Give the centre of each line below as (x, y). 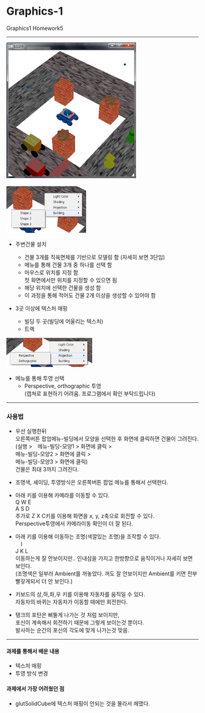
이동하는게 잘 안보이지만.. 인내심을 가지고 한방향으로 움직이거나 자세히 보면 (104, 558)
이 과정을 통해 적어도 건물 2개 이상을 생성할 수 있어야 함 (90, 295)
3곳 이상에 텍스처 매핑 (41, 308)
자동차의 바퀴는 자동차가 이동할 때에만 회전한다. (71, 602)
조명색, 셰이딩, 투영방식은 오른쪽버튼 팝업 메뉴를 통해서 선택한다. (92, 482)
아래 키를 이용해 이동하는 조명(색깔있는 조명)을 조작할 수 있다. (88, 537)
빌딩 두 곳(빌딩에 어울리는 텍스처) (64, 321)
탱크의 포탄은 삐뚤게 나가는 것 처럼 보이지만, (67, 615)
